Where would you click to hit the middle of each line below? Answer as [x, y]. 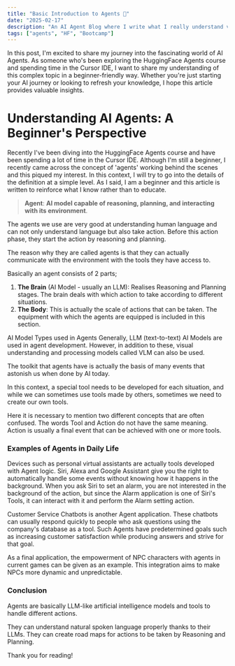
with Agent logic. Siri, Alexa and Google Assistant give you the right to [108, 471]
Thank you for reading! [40, 655]
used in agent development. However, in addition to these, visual [100, 345]
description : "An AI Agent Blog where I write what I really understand [115, 27]
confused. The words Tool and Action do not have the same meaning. [108, 423]
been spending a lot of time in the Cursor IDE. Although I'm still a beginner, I [116, 160]
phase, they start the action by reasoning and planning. [87, 239]
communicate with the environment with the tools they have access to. [109, 260]
